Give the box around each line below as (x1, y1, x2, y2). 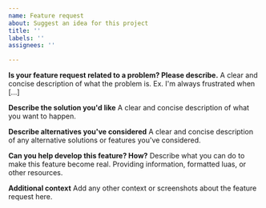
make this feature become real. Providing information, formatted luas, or (8, 159, 247, 169)
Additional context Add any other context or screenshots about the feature (8, 183, 257, 193)
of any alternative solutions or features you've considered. (8, 135, 202, 145)
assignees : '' (8, 42, 56, 50)
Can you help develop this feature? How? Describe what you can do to (8, 151, 245, 161)
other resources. (8, 168, 63, 178)
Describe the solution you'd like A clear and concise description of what (8, 103, 250, 113)
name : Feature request (8, 11, 84, 20)
